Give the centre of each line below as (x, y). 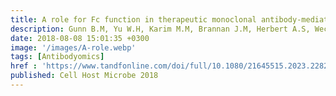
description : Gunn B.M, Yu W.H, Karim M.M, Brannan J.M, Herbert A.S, (160, 29)
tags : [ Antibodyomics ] (57, 57)
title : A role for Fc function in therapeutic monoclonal (133, 19)
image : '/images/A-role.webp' (73, 47)
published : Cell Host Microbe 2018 (84, 76)
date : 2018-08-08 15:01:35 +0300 (80, 38)
